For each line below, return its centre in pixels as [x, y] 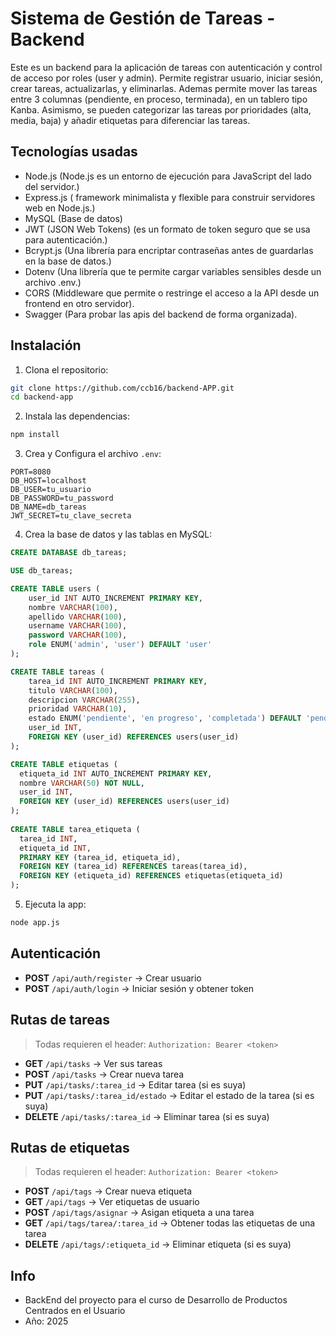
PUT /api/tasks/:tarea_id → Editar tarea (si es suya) [135, 1084]
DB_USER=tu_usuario [51, 490]
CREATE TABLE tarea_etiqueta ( [75, 829]
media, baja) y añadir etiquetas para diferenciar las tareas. [130, 120]
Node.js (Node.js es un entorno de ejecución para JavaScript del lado [168, 176]
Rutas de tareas [60, 1020]
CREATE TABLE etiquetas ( [64, 764]
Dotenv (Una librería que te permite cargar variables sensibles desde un [173, 271]
